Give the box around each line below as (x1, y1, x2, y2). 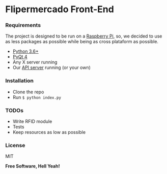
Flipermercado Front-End (5, 4, 115, 15)
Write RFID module (12, 118, 52, 125)
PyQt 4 (12, 54, 27, 60)
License (5, 142, 25, 149)
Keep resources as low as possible (12, 129, 86, 135)
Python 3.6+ (12, 48, 39, 54)
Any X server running (12, 59, 58, 65)
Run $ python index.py (12, 94, 61, 100)
